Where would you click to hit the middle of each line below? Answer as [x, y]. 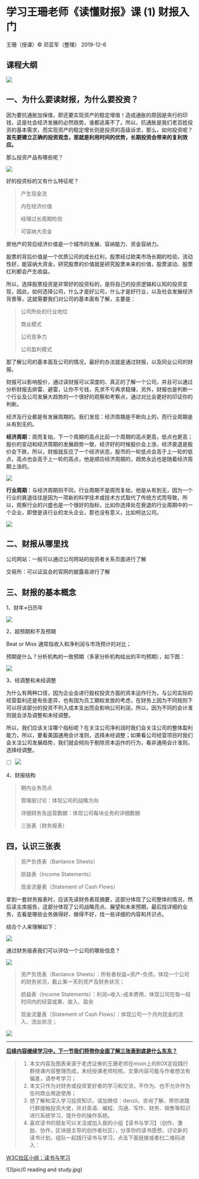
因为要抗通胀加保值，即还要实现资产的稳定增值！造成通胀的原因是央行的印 [97, 115]
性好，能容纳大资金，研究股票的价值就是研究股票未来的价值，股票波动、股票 [99, 264]
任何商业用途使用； [53, 1093]
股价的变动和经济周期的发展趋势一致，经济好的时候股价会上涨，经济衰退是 [97, 444]
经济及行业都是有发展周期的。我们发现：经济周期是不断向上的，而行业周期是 [99, 416]
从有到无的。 [22, 424]
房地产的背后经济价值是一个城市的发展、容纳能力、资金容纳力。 [84, 244]
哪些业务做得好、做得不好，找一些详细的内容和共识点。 [99, 914]
